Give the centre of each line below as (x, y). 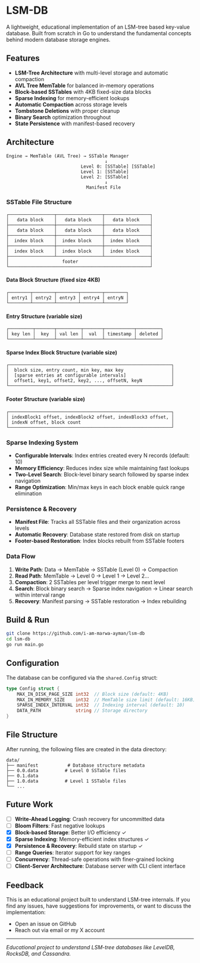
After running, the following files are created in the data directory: (86, 749)
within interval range (40, 595)
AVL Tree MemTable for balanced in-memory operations (85, 85)
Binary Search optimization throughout (63, 117)
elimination (28, 493)
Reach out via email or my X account (60, 930)
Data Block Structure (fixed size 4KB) (53, 280)
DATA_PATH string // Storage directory (82, 711)
